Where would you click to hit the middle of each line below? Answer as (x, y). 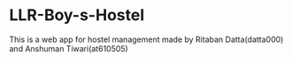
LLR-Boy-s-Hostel (77, 15)
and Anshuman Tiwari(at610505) (69, 48)
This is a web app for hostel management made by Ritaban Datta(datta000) (146, 39)
